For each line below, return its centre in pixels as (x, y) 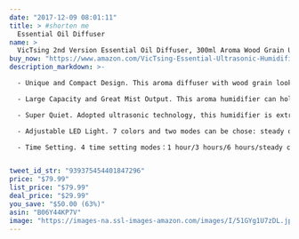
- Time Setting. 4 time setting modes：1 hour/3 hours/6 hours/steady (150, 147)
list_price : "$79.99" (49, 187)
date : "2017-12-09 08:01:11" (63, 17)
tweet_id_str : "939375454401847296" (77, 171)
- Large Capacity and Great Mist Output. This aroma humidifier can (147, 99)
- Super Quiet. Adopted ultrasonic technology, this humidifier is (145, 115)
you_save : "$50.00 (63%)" (57, 204)
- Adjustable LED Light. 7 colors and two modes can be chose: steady (151, 131)
